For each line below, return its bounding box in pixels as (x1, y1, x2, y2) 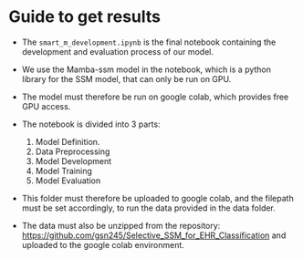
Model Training (35, 165, 92, 176)
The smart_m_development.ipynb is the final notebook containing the (21, 36, 277, 47)
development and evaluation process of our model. (21, 46, 214, 57)
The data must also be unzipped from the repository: (21, 220, 221, 231)
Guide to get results (8, 6, 162, 27)
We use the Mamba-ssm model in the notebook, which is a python (21, 64, 271, 75)
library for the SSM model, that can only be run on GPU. (21, 73, 232, 84)
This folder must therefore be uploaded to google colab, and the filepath (21, 192, 294, 203)
